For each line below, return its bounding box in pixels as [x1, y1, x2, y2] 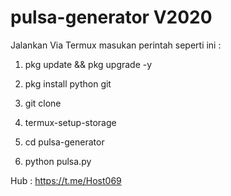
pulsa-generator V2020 [10, 6, 213, 29]
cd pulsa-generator [24, 136, 105, 148]
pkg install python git [24, 77, 112, 90]
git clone [24, 97, 62, 109]
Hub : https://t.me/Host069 [10, 174, 122, 186]
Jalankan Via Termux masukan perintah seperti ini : [10, 39, 222, 51]
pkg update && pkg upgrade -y [24, 58, 153, 70]
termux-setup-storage [24, 116, 117, 128]
